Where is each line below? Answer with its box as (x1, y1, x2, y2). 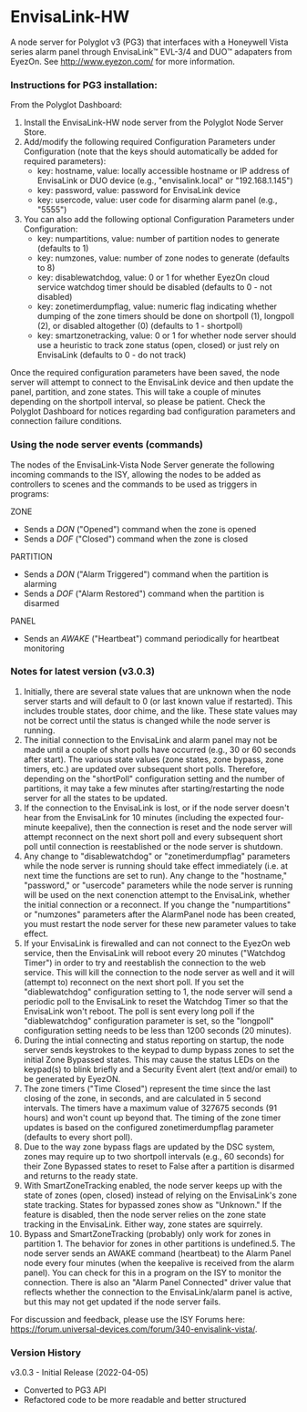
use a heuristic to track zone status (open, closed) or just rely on (36, 340, 281, 351)
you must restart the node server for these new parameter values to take (23, 918, 297, 929)
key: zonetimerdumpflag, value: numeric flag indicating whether (36, 301, 277, 312)
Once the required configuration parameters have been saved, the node (10, 367, 281, 378)
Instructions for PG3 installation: (10, 78, 158, 91)
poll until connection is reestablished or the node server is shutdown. (23, 840, 283, 851)
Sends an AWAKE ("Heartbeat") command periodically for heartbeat (23, 633, 280, 644)
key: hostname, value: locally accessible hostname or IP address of (36, 166, 290, 177)
